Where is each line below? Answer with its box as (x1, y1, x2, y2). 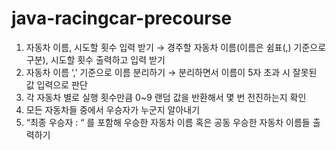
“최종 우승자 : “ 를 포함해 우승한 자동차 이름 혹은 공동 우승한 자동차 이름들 (25, 116, 311, 128)
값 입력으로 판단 (25, 78, 88, 91)
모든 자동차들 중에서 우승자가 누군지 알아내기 (25, 103, 201, 116)
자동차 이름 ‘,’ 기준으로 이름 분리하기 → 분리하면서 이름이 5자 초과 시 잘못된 (25, 66, 318, 78)
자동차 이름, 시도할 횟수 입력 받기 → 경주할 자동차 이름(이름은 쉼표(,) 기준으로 (25, 41, 327, 53)
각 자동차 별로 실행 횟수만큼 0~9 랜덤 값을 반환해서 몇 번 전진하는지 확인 (25, 91, 307, 103)
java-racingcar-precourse (11, 7, 233, 30)
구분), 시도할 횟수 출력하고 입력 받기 (25, 53, 166, 66)
